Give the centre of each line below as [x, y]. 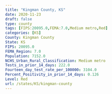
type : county [19, 24]
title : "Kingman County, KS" [35, 10]
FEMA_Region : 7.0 [23, 51]
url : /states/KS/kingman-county [39, 84]
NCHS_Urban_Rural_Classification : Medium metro [56, 61]
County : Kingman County [30, 38]
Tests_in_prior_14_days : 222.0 [38, 65]
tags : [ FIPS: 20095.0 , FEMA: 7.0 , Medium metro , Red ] [56, 28]
